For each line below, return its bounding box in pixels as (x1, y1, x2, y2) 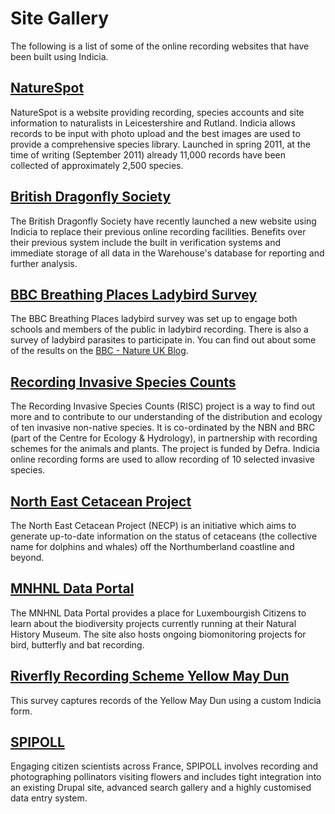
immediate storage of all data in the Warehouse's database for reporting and (10, 247, 325, 259)
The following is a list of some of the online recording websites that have (10, 40, 310, 52)
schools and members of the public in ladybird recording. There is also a (10, 323, 309, 336)
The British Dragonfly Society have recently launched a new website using (10, 215, 317, 227)
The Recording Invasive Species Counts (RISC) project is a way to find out (10, 400, 316, 412)
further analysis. (10, 257, 78, 269)
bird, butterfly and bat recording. (10, 638, 145, 651)
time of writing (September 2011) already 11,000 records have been (10, 148, 287, 161)
